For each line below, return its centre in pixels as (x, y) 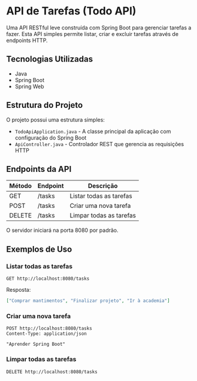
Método (20, 186)
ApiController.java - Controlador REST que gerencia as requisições (99, 144)
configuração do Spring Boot (51, 137)
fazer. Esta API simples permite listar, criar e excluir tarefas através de (92, 34)
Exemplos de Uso (39, 249)
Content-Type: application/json (46, 334)
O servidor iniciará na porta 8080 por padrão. (62, 230)
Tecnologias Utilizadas (50, 59)
